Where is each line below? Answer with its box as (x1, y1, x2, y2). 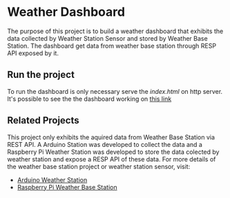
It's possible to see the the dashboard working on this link (7, 95, 172, 103)
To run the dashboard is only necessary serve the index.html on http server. (7, 87, 223, 95)
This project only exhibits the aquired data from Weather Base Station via (7, 132, 215, 141)
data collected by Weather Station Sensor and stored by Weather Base (7, 34, 209, 42)
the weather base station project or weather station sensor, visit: (7, 162, 191, 170)
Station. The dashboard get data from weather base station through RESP (7, 41, 216, 50)
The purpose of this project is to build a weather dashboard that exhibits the (7, 27, 224, 35)
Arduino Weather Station (17, 175, 88, 184)
